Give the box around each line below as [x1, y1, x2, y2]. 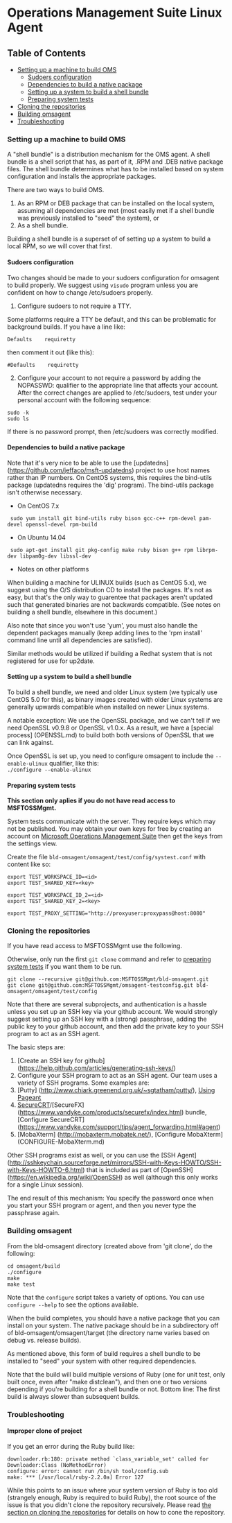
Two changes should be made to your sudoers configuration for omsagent [7, 273, 220, 282]
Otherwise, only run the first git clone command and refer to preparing [7, 955, 211, 963]
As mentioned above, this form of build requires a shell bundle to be [7, 1349, 201, 1357]
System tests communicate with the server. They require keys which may [7, 817, 216, 826]
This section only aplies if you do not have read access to [7, 796, 175, 805]
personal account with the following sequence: [17, 395, 151, 404]
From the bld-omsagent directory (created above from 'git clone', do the [7, 1241, 213, 1250]
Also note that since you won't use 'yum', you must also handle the [7, 621, 198, 629]
